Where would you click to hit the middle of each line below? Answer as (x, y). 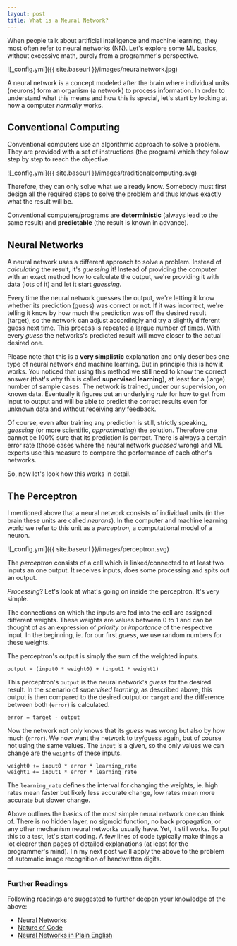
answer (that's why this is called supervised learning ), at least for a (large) (116, 379)
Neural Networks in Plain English (65, 935)
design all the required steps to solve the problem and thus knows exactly (115, 194)
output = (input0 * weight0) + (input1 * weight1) (83, 669)
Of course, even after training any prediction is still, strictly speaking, (107, 423)
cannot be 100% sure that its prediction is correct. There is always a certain (117, 438)
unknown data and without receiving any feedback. (82, 409)
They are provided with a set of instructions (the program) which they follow (118, 152)
